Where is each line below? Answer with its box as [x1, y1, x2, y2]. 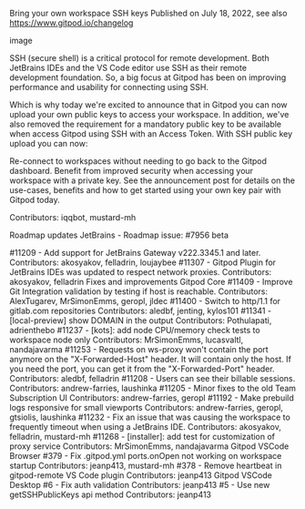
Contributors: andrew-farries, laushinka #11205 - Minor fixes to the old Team [9, 382, 297, 393]
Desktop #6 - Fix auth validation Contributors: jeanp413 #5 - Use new [9, 480, 270, 490]
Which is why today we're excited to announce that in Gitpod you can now [9, 99, 289, 110]
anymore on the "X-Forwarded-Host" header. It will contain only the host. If [9, 354, 291, 364]
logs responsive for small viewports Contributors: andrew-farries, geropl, [9, 402, 284, 412]
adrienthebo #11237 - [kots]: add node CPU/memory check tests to [9, 325, 261, 335]
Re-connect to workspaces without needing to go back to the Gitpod [9, 156, 267, 167]
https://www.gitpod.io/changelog [9, 17, 134, 28]
